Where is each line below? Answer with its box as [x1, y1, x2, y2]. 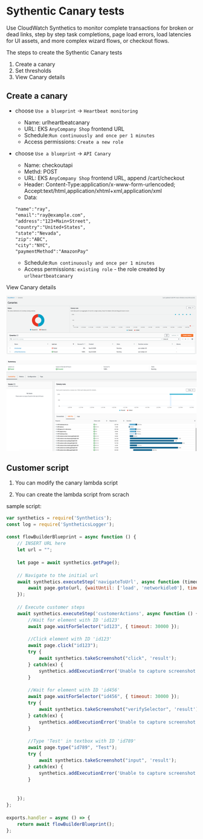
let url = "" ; [17, 547, 53, 553]
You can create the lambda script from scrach [14, 491, 130, 498]
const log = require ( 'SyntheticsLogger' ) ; [6, 521, 115, 527]
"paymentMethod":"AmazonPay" [14, 248, 89, 255]
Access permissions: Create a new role [24, 138, 124, 145]
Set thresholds [14, 67, 51, 74]
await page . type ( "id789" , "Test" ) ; [28, 745, 118, 751]
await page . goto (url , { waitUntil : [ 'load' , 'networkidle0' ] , [28, 585, 185, 591]
